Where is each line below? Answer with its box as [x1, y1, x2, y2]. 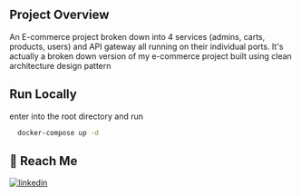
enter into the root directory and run [9, 111, 143, 122]
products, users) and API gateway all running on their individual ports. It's [9, 41, 284, 52]
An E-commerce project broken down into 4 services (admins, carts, [9, 31, 266, 42]
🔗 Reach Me [9, 153, 78, 169]
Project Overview [9, 7, 110, 23]
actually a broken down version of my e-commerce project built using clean [9, 50, 292, 62]
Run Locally [9, 86, 77, 103]
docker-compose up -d [17, 128, 100, 137]
